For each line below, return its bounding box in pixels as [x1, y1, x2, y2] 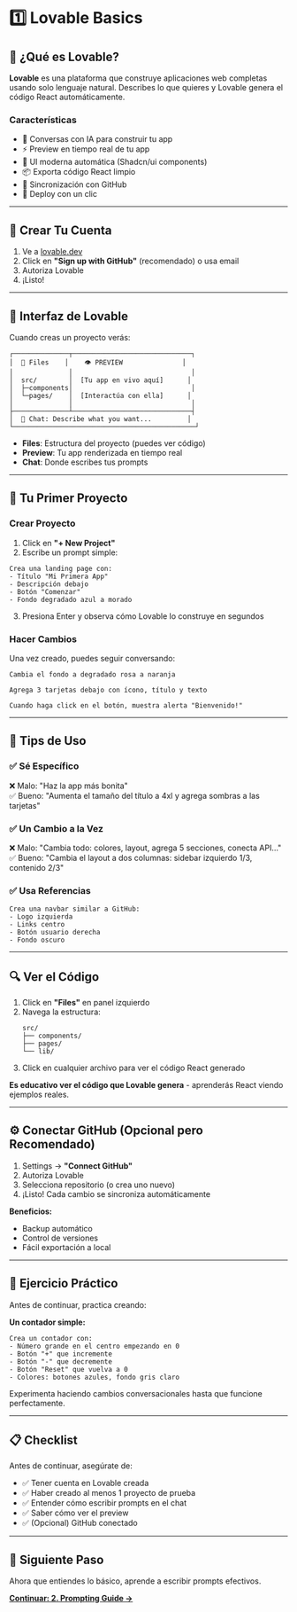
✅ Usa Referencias [9, 884, 91, 896]
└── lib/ [21, 1047, 55, 1056]
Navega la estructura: [21, 1006, 102, 1017]
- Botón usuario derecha [9, 928, 101, 937]
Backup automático [21, 1223, 93, 1233]
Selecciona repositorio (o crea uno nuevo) [21, 1179, 175, 1190]
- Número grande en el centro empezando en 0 [9, 1342, 179, 1350]
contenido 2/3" [9, 862, 65, 873]
